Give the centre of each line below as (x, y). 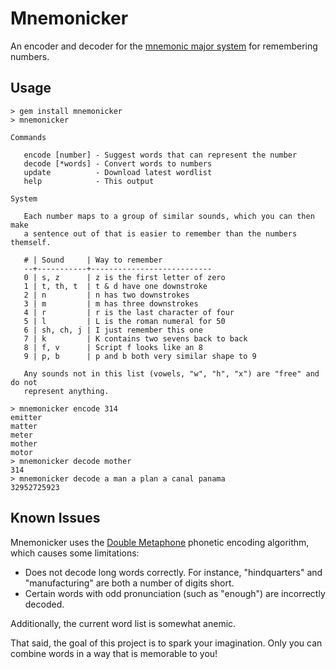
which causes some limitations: (75, 553)
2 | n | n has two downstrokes (106, 295)
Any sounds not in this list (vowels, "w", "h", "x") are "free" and (171, 373)
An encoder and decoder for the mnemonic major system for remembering (164, 46)
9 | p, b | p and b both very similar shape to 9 (140, 356)
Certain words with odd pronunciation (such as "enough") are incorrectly (175, 593)
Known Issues (55, 518)
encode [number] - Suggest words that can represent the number (160, 155)
